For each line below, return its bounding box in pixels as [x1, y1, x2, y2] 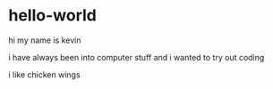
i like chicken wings [8, 69, 81, 80]
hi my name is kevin [8, 35, 81, 45]
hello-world [8, 5, 98, 26]
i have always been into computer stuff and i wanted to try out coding [8, 52, 265, 62]
